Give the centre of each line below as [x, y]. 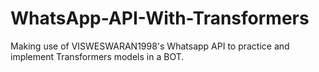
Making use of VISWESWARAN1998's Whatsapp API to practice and [150, 46]
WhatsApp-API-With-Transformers [160, 18]
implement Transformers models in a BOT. [97, 56]
